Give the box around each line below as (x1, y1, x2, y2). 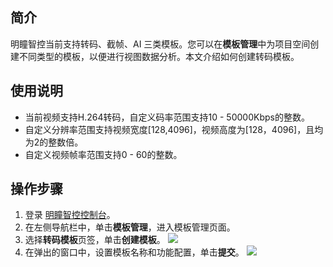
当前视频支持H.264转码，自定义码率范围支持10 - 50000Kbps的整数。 (24, 111, 310, 123)
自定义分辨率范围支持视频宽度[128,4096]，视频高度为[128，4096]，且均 (24, 123, 324, 135)
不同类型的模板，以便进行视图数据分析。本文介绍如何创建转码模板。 (18, 50, 300, 62)
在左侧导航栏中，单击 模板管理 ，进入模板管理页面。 (24, 221, 236, 233)
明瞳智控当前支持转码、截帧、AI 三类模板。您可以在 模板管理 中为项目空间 (10, 38, 311, 50)
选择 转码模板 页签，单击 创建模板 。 (24, 234, 166, 246)
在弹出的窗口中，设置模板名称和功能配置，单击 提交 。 (24, 246, 245, 258)
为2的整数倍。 (24, 136, 84, 148)
